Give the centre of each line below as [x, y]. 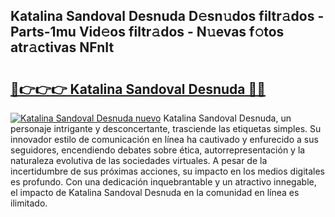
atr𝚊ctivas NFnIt [62, 47]
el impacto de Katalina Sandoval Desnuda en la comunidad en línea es [155, 192]
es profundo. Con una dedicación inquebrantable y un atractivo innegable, [163, 182]
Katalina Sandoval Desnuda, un [227, 118]
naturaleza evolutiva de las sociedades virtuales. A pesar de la [139, 160]
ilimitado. [29, 203]
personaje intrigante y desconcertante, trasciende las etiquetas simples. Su [166, 128]
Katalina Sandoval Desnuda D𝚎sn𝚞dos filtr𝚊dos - [167, 16]
